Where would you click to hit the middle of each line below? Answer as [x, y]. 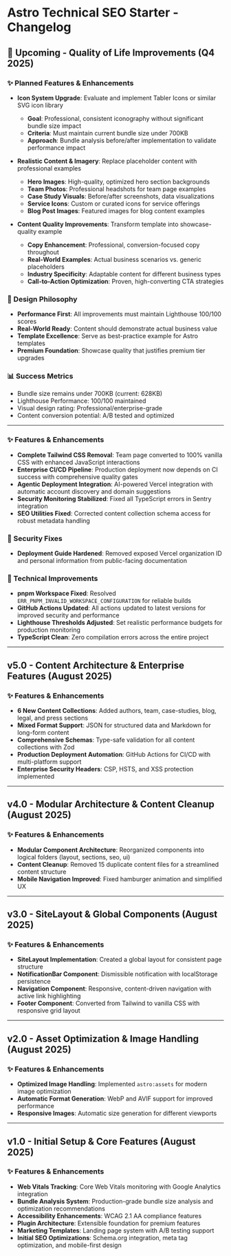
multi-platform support [49, 762]
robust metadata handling [54, 520]
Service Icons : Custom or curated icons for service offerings [114, 203]
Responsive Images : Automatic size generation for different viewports [117, 1113]
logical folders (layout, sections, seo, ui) [74, 857]
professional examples [49, 168]
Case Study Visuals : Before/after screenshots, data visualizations [121, 196]
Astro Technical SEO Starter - [93, 13]
